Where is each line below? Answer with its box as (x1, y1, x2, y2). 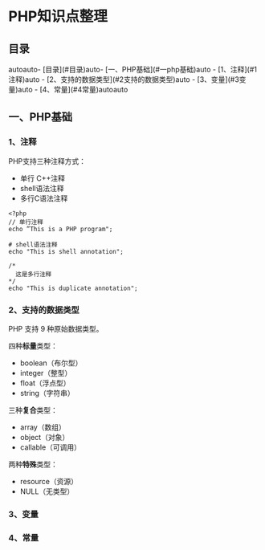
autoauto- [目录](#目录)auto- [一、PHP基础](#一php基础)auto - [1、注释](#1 (8, 65, 257, 74)
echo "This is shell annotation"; (8, 247, 124, 255)
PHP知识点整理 (8, 7, 108, 26)
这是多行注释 (15, 270, 52, 278)
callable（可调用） (19, 442, 82, 452)
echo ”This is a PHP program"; (8, 225, 113, 233)
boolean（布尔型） (19, 358, 83, 368)
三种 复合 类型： (8, 405, 58, 414)
